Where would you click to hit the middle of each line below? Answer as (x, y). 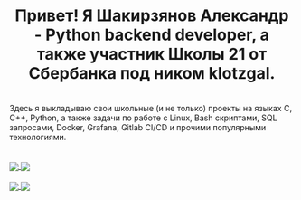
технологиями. (38, 137)
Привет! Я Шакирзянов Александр (152, 16)
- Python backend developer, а (152, 35)
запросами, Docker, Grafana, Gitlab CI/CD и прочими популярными (138, 127)
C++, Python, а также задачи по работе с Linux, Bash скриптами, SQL (143, 118)
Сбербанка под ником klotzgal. (152, 74)
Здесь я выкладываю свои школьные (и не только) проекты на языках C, (150, 108)
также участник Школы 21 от (152, 54)
